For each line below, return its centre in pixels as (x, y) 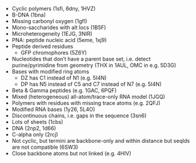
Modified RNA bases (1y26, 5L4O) (53, 109)
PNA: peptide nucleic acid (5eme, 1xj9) (59, 40)
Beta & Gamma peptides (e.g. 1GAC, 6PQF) (64, 90)
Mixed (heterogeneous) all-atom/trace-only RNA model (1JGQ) (88, 97)
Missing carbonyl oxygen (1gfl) (49, 21)
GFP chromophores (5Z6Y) (54, 52)
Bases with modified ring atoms (50, 71)
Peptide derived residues (42, 46)
